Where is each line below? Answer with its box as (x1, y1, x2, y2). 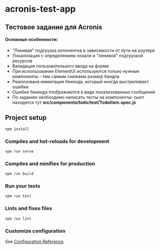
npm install (5, 126, 29, 132)
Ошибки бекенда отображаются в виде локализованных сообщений (12, 89, 155, 95)
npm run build (5, 171, 34, 177)
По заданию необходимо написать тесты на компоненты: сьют (12, 94, 145, 100)
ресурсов (12, 58, 33, 64)
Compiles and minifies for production (5, 160, 95, 167)
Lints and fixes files (5, 205, 53, 212)
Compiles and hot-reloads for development (5, 138, 110, 145)
